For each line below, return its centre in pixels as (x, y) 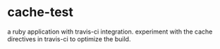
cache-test (41, 12)
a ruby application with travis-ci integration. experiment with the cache (110, 31)
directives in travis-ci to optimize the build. (69, 38)
